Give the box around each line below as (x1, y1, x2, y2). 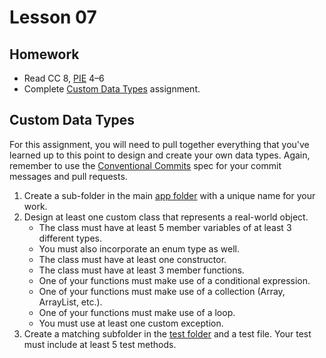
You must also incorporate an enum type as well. (38, 242, 240, 255)
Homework (9, 46, 80, 63)
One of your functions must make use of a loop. (38, 306, 236, 318)
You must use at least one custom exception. (38, 317, 224, 329)
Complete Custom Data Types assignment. (23, 83, 201, 95)
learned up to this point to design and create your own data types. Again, (9, 149, 311, 161)
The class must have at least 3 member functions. (38, 264, 245, 276)
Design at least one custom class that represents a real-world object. (23, 211, 309, 223)
